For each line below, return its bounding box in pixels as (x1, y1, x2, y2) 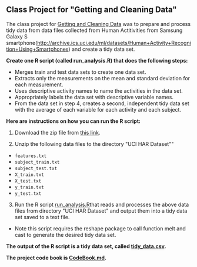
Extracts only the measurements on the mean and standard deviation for (14, 74, 190, 82)
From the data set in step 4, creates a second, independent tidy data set (14, 100, 189, 107)
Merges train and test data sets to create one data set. (14, 68, 146, 76)
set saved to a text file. (14, 213, 70, 220)
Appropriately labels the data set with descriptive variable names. (14, 93, 173, 100)
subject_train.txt (14, 159, 60, 165)
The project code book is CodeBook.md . (6, 254, 107, 261)
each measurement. (14, 81, 64, 88)
